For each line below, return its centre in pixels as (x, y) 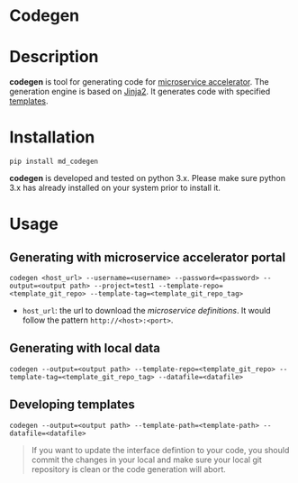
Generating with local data (85, 348)
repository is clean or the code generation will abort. (129, 469)
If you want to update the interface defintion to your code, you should (160, 450)
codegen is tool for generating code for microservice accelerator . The (139, 82)
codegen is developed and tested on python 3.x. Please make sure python (148, 178)
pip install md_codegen (54, 162)
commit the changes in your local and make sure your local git (147, 460)
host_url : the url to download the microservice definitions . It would (147, 311)
